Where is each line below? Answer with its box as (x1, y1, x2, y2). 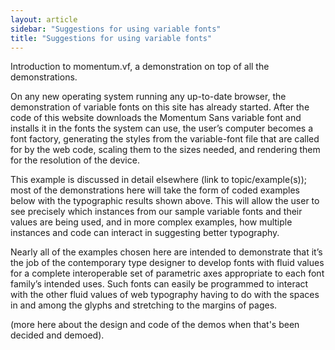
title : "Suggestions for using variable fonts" (10, 33, 213, 43)
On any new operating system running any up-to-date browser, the (10, 91, 287, 103)
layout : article (10, 14, 78, 25)
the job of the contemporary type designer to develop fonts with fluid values (10, 257, 325, 269)
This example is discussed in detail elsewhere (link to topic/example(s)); (10, 174, 308, 186)
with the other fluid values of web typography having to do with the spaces (10, 289, 320, 301)
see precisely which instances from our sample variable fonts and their (10, 206, 303, 218)
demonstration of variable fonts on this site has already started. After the (10, 101, 310, 113)
